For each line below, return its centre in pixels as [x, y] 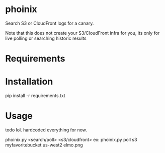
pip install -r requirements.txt [35, 96]
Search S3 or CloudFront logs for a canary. [50, 23]
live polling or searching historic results [46, 38]
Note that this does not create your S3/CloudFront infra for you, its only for [82, 33]
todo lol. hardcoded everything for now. [46, 130]
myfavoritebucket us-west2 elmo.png [44, 145]
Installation [29, 82]
